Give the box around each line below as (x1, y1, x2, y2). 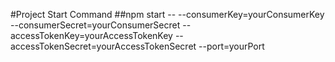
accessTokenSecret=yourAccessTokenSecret (10, 40, 197, 52)
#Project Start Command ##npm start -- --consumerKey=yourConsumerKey (10, 9, 325, 20)
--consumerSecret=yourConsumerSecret (10, 19, 181, 31)
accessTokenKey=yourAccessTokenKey (10, 30, 173, 41)
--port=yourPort (198, 40, 265, 52)
